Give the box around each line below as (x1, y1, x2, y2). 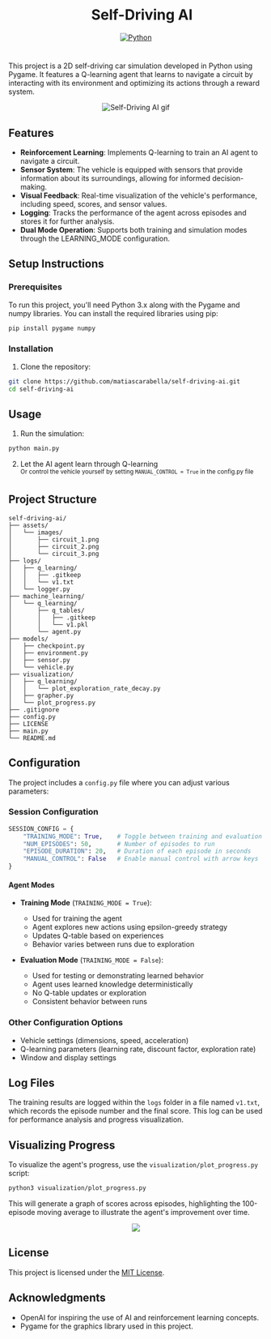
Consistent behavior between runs (32, 997, 148, 1007)
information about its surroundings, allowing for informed (19, 173, 211, 183)
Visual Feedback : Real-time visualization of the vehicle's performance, (19, 190, 257, 200)
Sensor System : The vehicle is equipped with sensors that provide (19, 165, 243, 174)
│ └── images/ (8, 528, 63, 537)
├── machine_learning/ (8, 592, 85, 601)
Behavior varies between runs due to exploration (32, 939, 195, 949)
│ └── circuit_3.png (8, 550, 100, 558)
